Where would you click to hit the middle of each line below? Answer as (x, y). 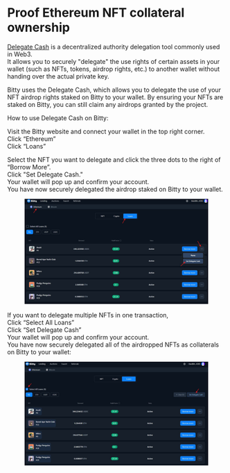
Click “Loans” (27, 146)
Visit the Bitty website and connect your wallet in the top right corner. (106, 131)
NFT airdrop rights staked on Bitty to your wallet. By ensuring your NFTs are (115, 97)
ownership (39, 27)
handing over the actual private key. (58, 76)
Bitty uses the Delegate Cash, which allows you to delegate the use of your (114, 90)
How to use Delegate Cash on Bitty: (58, 118)
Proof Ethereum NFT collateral (96, 13)
